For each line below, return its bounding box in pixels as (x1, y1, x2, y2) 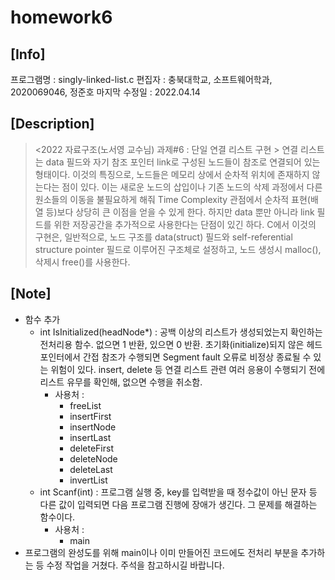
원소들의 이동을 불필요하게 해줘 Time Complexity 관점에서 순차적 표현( (34, 193, 311, 205)
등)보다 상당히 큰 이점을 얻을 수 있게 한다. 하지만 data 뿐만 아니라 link (45, 206, 315, 218)
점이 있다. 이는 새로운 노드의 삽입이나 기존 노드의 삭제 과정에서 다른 (61, 181, 323, 193)
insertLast (69, 431, 112, 443)
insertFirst (69, 410, 112, 422)
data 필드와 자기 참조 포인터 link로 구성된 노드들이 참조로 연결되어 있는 (45, 156, 321, 168)
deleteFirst (69, 442, 114, 454)
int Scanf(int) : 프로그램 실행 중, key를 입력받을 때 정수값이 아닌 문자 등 (39, 486, 318, 498)
